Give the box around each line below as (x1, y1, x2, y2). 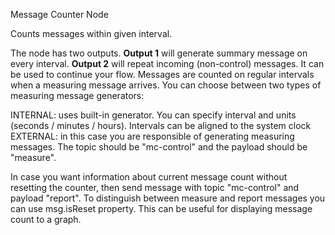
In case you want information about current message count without (10, 171, 288, 183)
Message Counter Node (10, 9, 109, 20)
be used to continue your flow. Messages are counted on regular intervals (10, 69, 315, 80)
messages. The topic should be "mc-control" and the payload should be (10, 141, 308, 153)
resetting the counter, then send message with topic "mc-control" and (10, 182, 300, 193)
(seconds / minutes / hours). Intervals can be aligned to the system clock (10, 120, 312, 131)
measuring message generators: (10, 90, 145, 101)
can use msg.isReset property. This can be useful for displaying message (10, 203, 313, 214)
